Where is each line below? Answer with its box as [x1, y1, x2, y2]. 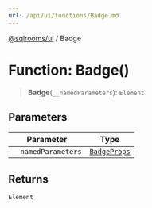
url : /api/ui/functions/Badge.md [8, 11, 119, 20]
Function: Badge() [8, 61, 130, 79]
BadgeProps [89, 148, 131, 156]
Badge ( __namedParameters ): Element [27, 87, 145, 97]
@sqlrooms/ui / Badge [8, 33, 82, 43]
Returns [8, 172, 49, 186]
